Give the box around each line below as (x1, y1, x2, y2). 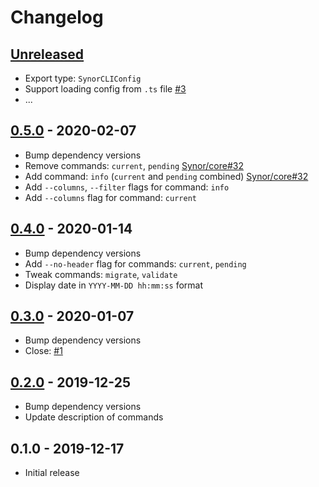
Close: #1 (24, 345, 63, 357)
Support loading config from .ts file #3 (24, 83, 187, 95)
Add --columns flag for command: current (24, 191, 197, 203)
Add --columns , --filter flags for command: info (24, 181, 230, 193)
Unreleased (10, 46, 85, 63)
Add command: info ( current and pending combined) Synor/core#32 (24, 170, 309, 182)
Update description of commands (24, 411, 164, 423)
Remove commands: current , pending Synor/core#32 (24, 159, 245, 171)
